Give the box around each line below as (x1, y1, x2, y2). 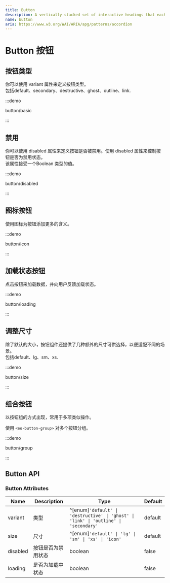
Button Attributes (5, 484, 49, 492)
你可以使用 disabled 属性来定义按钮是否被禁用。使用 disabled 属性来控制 (5, 148, 157, 154)
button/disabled (5, 181, 38, 187)
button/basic (5, 108, 32, 114)
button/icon (5, 241, 29, 247)
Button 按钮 (5, 45, 54, 56)
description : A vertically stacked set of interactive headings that (5, 12, 155, 17)
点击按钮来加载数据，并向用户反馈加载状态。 (5, 281, 99, 287)
